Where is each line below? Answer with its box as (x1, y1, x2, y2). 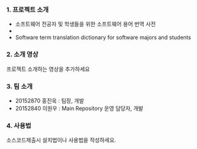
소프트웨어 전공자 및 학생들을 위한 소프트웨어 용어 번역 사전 (15, 20, 156, 28)
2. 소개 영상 (6, 50, 39, 59)
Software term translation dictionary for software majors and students (15, 34, 191, 41)
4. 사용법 (6, 121, 32, 129)
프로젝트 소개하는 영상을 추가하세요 (6, 65, 90, 73)
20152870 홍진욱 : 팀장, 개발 (15, 96, 84, 104)
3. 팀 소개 (6, 82, 33, 90)
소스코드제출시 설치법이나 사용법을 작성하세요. (6, 136, 116, 144)
